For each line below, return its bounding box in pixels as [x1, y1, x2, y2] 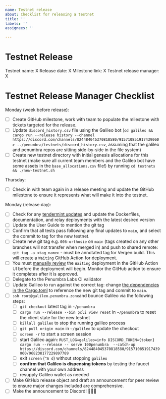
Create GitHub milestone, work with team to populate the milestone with [12, 116, 160, 122]
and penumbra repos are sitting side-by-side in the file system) [12, 147, 141, 153]
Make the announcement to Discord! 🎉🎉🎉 [12, 388, 97, 394]
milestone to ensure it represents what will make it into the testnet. [12, 192, 148, 198]
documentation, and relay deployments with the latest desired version [12, 217, 155, 223]
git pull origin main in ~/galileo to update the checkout [19, 325, 139, 331]
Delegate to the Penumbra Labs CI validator [12, 276, 102, 282]
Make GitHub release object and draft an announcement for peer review [12, 377, 160, 383]
